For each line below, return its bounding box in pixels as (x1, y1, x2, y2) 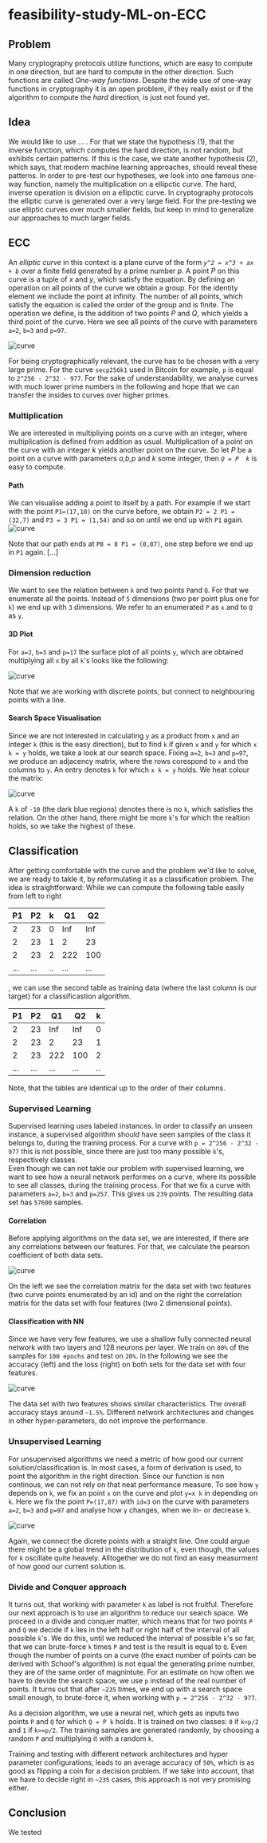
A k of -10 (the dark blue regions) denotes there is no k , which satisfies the (8, 804, 253, 813)
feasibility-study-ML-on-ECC (8, 6, 207, 24)
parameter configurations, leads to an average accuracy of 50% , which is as (8, 1758, 255, 1767)
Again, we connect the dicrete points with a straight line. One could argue (8, 1536, 249, 1545)
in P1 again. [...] (8, 548, 59, 557)
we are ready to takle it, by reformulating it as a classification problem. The (8, 874, 254, 884)
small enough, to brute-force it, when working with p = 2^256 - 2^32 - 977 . (8, 1692, 257, 1702)
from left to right (8, 891, 62, 900)
